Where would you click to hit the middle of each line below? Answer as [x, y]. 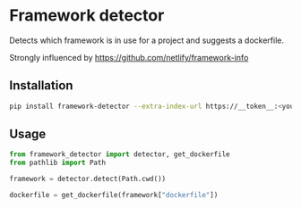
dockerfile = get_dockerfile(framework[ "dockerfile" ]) [114, 196]
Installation [41, 86]
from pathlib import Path [57, 163]
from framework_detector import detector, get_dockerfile [120, 154]
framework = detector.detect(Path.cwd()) [88, 179]
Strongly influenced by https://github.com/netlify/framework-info [129, 57]
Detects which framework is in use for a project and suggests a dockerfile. [147, 40]
